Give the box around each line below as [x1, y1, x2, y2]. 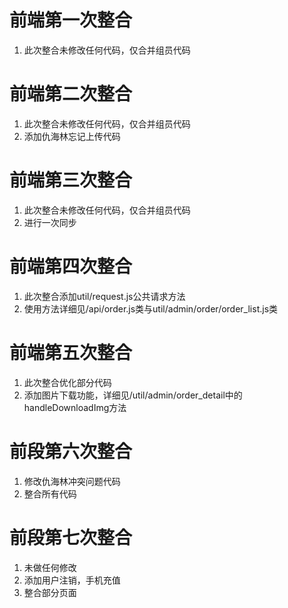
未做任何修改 [23, 561, 77, 573]
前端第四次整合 [9, 256, 133, 278]
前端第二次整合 [9, 83, 133, 106]
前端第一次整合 [9, 9, 133, 32]
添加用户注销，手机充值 [23, 574, 121, 586]
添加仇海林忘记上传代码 [23, 130, 121, 142]
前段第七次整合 [9, 526, 133, 549]
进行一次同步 [23, 216, 77, 228]
